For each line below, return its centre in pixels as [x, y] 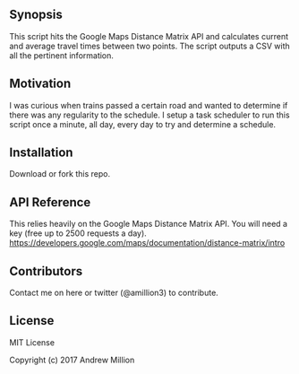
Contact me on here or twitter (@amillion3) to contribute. [114, 293]
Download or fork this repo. [60, 174]
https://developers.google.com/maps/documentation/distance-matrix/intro [147, 243]
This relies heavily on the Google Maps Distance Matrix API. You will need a [149, 224]
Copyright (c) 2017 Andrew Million [72, 360]
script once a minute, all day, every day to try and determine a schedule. [142, 124]
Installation [41, 153]
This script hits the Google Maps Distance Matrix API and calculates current [149, 36]
